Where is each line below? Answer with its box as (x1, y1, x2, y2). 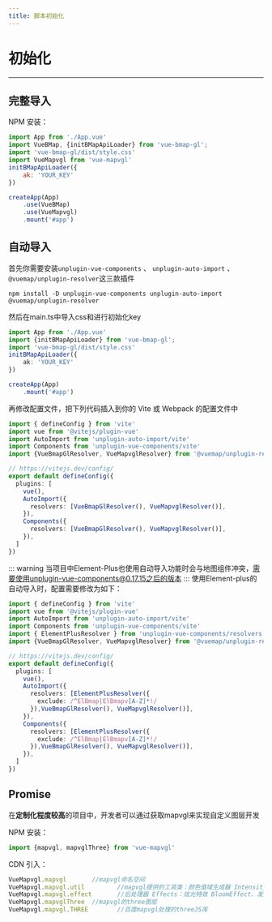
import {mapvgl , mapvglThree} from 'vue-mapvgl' (8, 843, 176, 851)
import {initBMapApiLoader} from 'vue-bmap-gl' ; (8, 336, 176, 344)
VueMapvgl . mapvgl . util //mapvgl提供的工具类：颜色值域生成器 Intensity (8, 883, 267, 891)
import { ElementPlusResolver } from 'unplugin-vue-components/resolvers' (8, 630, 266, 638)
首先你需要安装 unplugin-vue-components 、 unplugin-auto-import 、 (8, 263, 235, 272)
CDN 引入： (8, 859, 48, 868)
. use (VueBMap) (23, 200, 70, 209)
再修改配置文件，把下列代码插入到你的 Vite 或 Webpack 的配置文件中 (8, 403, 239, 414)
